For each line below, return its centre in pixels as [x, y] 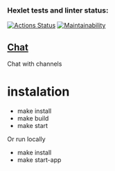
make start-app [39, 160]
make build [33, 118]
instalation [38, 92]
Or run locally [27, 139]
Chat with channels [35, 64]
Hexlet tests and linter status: [58, 10]
